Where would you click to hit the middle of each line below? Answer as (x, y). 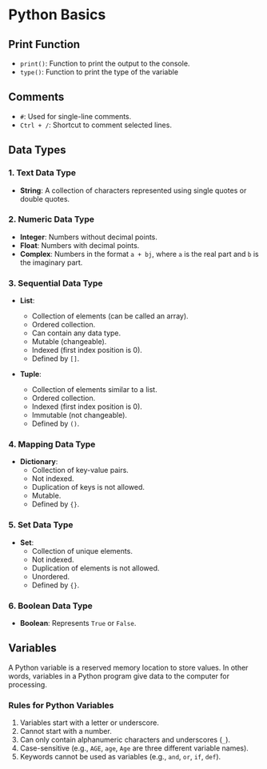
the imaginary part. (51, 262)
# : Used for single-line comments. (76, 116)
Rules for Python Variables (61, 705)
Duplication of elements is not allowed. (96, 568)
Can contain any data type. (76, 333)
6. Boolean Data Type (51, 606)
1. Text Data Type (42, 173)
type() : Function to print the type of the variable (99, 72)
